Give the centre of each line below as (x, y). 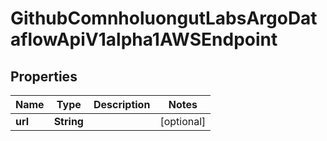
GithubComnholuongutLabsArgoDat (164, 18)
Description (122, 104)
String (68, 121)
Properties (44, 76)
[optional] (183, 121)
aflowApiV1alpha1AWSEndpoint (144, 39)
